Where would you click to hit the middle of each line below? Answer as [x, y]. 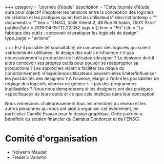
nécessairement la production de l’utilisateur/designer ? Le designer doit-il [80, 58]
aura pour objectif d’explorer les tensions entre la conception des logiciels [79, 12]
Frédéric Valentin [29, 157]
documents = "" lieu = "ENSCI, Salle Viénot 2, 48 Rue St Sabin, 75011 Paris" [81, 22]
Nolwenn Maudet [30, 152]
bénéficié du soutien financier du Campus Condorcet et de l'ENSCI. [73, 119]
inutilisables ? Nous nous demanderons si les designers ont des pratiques [79, 89]
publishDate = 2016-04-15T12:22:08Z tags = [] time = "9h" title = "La [74, 28]
